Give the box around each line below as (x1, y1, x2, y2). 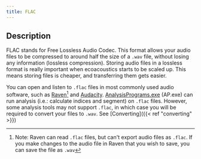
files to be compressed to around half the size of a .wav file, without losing (6, 53, 190, 60)
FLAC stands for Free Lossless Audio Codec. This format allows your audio (6, 47, 191, 54)
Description (6, 31, 51, 41)
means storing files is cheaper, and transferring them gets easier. (6, 72, 167, 79)
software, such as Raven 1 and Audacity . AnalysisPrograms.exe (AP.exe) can (6, 90, 193, 99)
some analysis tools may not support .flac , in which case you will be (6, 104, 176, 111)
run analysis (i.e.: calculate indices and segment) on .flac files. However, (6, 97, 187, 105)
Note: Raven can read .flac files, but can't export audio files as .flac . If (14, 134, 193, 141)
